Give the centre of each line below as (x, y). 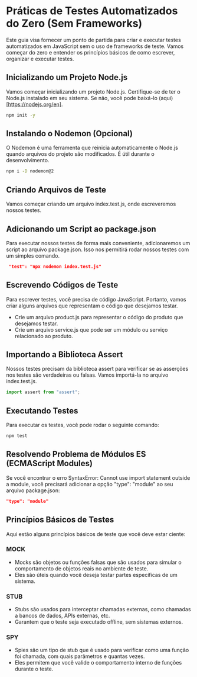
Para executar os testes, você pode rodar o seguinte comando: (83, 425)
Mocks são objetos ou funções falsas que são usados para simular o (98, 562)
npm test (17, 436)
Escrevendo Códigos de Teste (62, 285)
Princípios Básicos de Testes (60, 520)
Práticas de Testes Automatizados (92, 11)
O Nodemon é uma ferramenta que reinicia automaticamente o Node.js (92, 148)
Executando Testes (42, 411)
